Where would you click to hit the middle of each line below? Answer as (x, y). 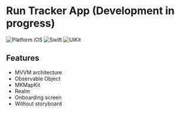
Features (23, 58)
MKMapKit (27, 85)
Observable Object (37, 78)
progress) (31, 23)
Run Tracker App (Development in (90, 11)
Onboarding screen (38, 97)
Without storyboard (38, 104)
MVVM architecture (38, 72)
